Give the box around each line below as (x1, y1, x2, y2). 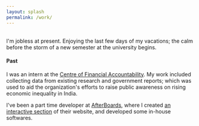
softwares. (6, 114, 33, 121)
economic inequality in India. (6, 89, 78, 97)
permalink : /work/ (6, 14, 52, 20)
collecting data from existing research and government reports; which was (6, 77, 192, 84)
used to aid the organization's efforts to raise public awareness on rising (6, 83, 186, 91)
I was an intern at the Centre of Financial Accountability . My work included (6, 70, 192, 78)
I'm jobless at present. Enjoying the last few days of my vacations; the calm (6, 37, 194, 44)
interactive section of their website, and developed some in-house (6, 107, 171, 115)
